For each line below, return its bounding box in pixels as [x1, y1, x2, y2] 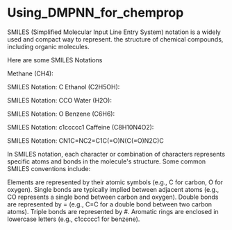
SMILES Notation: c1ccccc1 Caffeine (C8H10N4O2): [7, 123, 154, 131]
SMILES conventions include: [7, 164, 91, 172]
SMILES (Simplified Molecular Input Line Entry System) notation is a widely [7, 28, 221, 36]
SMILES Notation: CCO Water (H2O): [7, 96, 113, 105]
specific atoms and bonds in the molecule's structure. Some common [7, 157, 206, 166]
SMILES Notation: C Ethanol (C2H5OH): [7, 82, 120, 91]
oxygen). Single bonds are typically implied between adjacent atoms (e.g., [7, 185, 219, 193]
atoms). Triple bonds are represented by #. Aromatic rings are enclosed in [7, 207, 219, 215]
